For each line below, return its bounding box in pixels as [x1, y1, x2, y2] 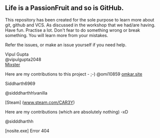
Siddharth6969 [5, 80, 36, 86]
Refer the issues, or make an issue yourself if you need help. [5, 41, 127, 48]
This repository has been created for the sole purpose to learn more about [5, 17, 155, 22]
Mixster [5, 61, 20, 67]
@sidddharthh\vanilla [5, 90, 48, 96]
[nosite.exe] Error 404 [5, 128, 50, 134]
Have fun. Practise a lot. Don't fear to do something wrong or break [5, 27, 140, 33]
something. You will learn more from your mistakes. [5, 32, 108, 38]
